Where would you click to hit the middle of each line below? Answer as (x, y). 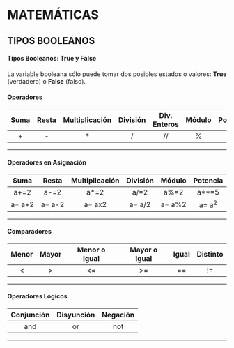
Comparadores (30, 232)
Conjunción (30, 315)
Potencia (208, 181)
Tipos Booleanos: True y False (52, 59)
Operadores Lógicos (37, 296)
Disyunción (76, 315)
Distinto (210, 254)
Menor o (91, 250)
